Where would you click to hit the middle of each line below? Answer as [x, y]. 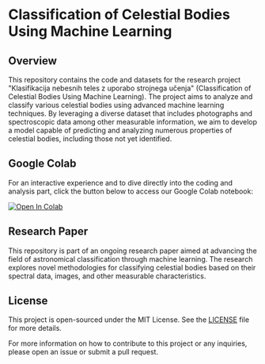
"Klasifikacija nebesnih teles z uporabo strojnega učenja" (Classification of [130, 88]
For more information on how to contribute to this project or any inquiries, [128, 343]
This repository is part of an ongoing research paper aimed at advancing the [132, 251]
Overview [33, 61]
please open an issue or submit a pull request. [83, 352]
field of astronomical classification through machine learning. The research [131, 259]
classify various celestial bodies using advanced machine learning [116, 105]
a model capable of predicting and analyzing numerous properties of [120, 130]
